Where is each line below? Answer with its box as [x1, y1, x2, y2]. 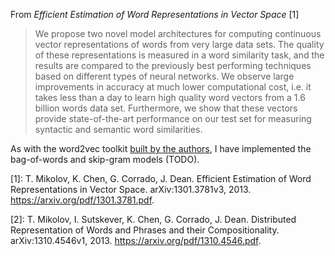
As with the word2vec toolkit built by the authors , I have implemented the [10, 143, 312, 154]
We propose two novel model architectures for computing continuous [34, 28, 322, 39]
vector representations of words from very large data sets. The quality [34, 39, 325, 50]
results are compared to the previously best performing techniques [34, 60, 312, 71]
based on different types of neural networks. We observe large [34, 70, 295, 82]
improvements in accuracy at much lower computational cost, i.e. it [34, 81, 312, 93]
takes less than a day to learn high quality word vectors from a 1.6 [34, 92, 306, 103]
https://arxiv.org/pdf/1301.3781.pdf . [10, 194, 155, 206]
